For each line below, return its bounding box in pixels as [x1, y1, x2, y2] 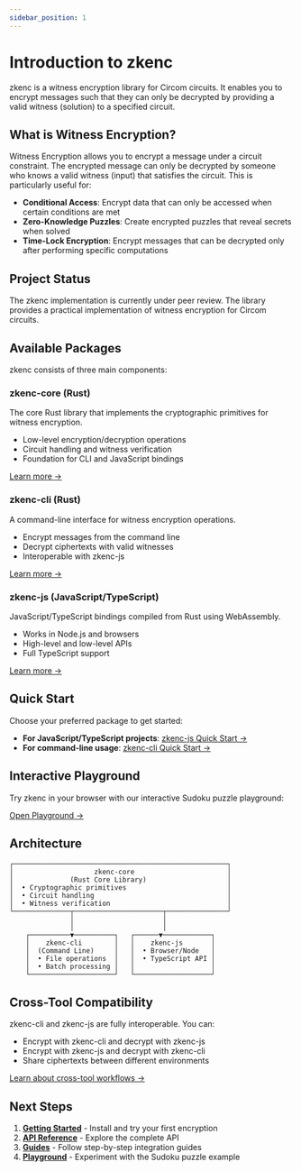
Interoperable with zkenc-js [22, 551, 125, 562]
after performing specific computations [22, 245, 169, 256]
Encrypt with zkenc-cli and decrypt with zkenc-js [22, 1036, 205, 1047]
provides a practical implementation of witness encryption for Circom [9, 305, 268, 316]
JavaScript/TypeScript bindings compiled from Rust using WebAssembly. [9, 610, 281, 622]
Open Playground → [9, 810, 84, 820]
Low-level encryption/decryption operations [22, 435, 187, 445]
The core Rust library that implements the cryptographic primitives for [9, 407, 269, 418]
